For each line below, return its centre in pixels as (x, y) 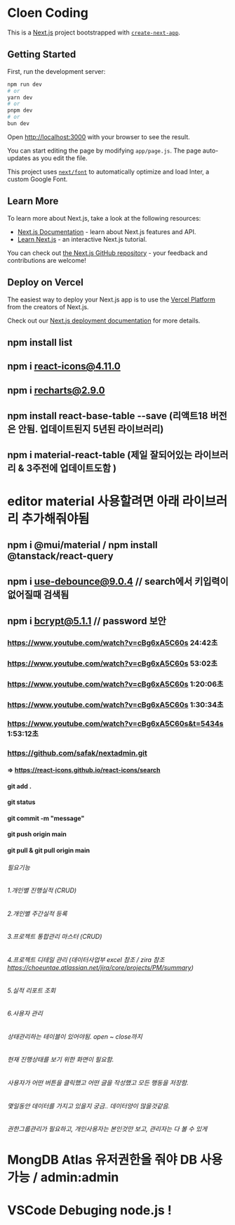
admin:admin (80, 1178)
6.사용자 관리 (25, 1013)
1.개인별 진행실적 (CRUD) (42, 890)
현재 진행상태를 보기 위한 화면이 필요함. (61, 1060)
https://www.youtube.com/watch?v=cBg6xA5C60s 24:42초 (113, 642)
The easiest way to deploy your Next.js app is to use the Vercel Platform (112, 299)
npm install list (40, 342)
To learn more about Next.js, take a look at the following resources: (104, 218)
